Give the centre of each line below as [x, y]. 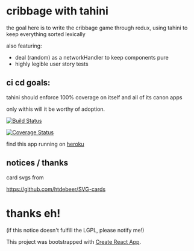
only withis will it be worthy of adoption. [56, 109]
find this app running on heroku [45, 144]
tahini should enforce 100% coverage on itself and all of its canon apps [94, 97]
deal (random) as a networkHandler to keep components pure [92, 57]
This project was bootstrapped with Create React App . [74, 241]
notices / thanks [37, 163]
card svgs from [25, 177]
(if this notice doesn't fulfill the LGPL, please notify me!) [75, 230]
